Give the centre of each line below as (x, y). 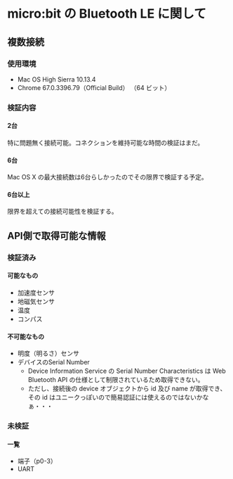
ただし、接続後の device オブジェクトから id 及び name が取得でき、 (127, 389)
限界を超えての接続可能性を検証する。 (62, 212)
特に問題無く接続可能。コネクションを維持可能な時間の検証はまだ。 (106, 143)
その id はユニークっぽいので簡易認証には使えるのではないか (115, 397)
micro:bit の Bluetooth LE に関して (107, 14)
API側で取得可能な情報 (57, 236)
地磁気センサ (36, 301)
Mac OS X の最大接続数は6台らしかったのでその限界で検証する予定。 (108, 177)
